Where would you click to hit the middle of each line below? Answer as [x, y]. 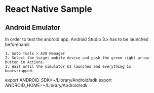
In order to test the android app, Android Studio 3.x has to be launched [77, 39]
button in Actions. [25, 62]
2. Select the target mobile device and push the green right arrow [77, 58]
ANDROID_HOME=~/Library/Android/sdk [46, 85]
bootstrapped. [20, 71]
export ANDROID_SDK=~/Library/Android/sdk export [58, 80]
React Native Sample [49, 9]
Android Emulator [33, 27]
